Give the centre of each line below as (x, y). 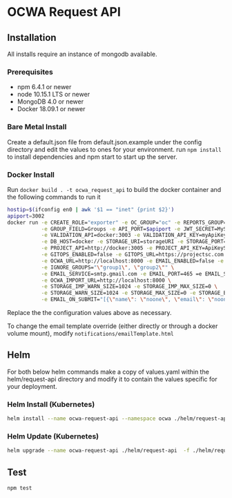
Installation (32, 38)
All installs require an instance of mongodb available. (82, 54)
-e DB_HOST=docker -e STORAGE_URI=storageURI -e (113, 242)
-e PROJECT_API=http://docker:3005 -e (97, 248)
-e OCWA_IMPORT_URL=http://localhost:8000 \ (106, 280)
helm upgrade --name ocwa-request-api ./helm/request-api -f (98, 451)
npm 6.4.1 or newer (44, 87)
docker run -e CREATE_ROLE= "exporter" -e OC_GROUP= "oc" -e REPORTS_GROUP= (117, 222)
